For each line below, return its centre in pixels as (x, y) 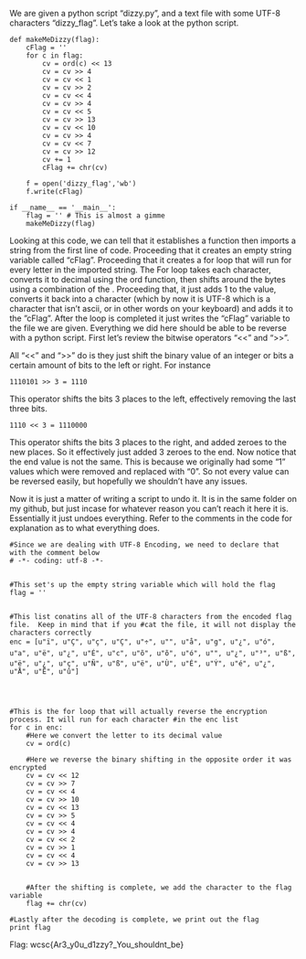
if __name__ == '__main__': (63, 208)
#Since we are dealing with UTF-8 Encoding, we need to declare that (145, 545)
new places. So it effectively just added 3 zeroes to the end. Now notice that (153, 452)
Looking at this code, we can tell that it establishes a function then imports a (153, 240)
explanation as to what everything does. (84, 528)
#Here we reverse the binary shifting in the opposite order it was (159, 760)
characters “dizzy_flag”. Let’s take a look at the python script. (124, 23)
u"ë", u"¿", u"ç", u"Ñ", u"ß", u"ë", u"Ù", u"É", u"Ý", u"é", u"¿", (142, 664)
